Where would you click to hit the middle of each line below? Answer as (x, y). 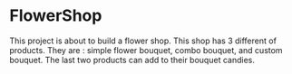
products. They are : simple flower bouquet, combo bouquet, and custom (146, 50)
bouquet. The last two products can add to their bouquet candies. (132, 60)
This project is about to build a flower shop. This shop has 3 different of (143, 41)
